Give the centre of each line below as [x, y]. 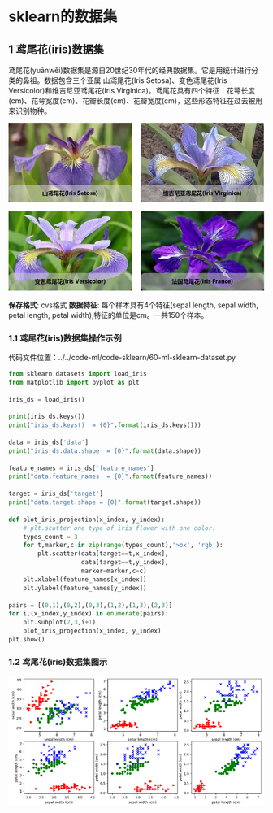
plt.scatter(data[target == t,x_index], [103, 554]
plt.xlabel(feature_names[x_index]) [85, 579]
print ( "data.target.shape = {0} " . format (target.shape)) [105, 502]
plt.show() [27, 640]
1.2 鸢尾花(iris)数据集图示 [58, 662]
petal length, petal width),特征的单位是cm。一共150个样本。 [108, 315]
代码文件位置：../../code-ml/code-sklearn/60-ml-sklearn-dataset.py [122, 357]
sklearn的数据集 [63, 17]
